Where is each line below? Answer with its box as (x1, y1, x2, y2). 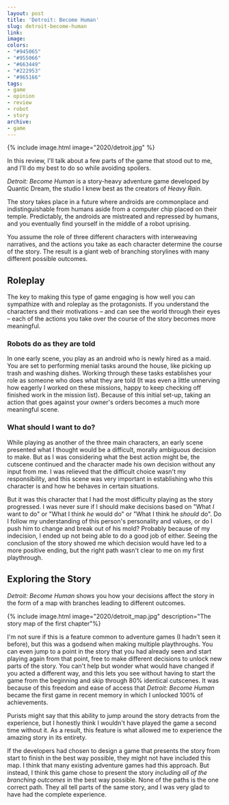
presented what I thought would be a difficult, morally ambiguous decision (7, 445, 217, 454)
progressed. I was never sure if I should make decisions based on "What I (7, 502, 215, 510)
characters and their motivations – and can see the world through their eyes (7, 308, 221, 316)
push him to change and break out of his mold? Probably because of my (7, 524, 211, 532)
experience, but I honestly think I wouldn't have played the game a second (7, 719, 217, 727)
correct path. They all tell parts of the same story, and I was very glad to (7, 782, 210, 791)
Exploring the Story (7, 573, 92, 585)
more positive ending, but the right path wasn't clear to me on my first (7, 546, 204, 554)
